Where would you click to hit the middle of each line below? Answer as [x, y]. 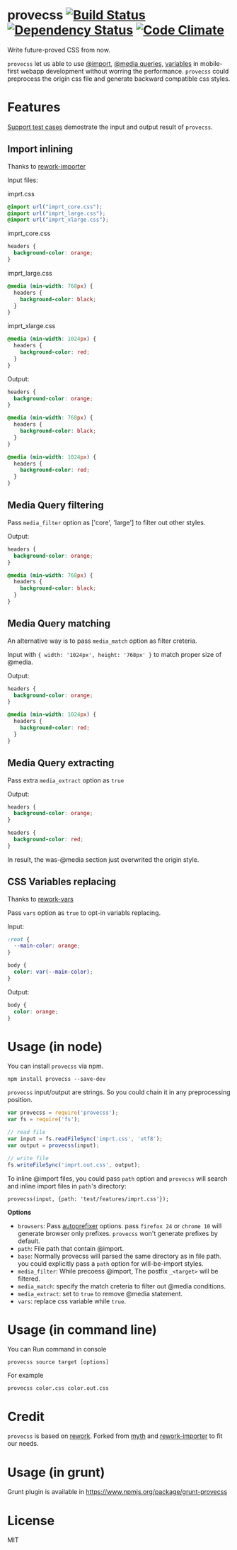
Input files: [23, 180]
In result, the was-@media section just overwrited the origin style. [103, 859]
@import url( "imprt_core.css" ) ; [55, 207]
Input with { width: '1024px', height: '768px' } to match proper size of [115, 654]
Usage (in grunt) [56, 1472]
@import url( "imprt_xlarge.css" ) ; [58, 220]
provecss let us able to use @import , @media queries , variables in [103, 63]
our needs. [23, 1444]
